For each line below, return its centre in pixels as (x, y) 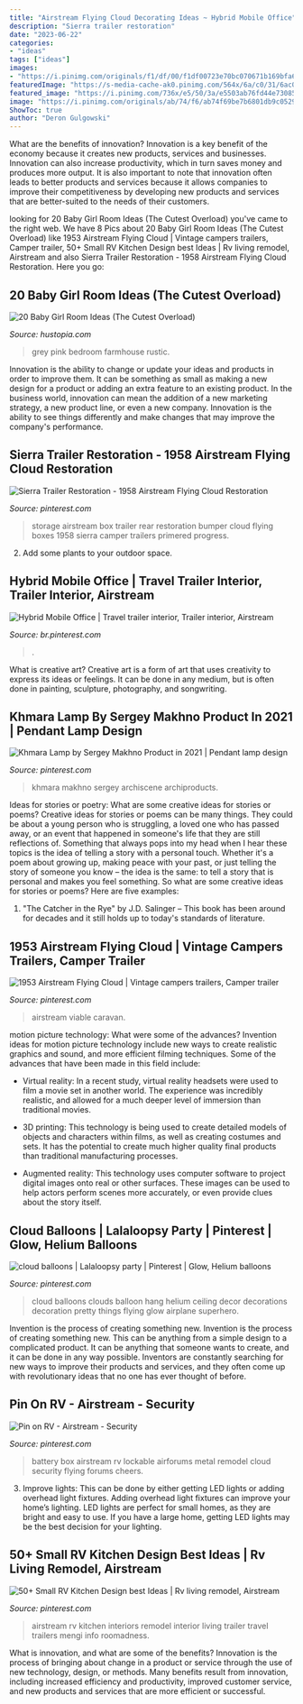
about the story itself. (62, 1202)
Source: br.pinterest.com (55, 634)
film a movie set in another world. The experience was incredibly (142, 1091)
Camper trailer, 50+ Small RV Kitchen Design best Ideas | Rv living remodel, (150, 248)
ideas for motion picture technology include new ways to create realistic (143, 1044)
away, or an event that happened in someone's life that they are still (135, 834)
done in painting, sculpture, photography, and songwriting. (118, 688)
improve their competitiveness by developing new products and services (144, 192)
